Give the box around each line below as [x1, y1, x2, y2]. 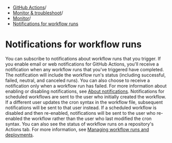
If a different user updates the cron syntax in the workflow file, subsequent [5, 99, 163, 105]
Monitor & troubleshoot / [12, 10, 63, 16]
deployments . [5, 132, 34, 138]
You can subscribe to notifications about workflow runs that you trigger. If [5, 55, 161, 62]
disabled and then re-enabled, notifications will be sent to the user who [5, 110, 156, 116]
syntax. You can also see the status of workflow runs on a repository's [5, 120, 154, 127]
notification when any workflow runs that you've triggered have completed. [5, 66, 164, 72]
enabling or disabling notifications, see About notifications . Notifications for [5, 88, 165, 94]
